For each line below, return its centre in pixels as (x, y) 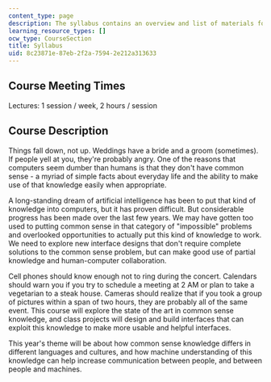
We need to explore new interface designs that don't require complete (125, 243)
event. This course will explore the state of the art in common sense (121, 310)
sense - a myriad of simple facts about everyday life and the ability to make (133, 176)
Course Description (58, 131)
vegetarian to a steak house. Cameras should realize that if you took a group (135, 293)
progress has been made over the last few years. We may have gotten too (131, 217)
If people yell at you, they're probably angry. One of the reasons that (122, 159)
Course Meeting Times (67, 86)
